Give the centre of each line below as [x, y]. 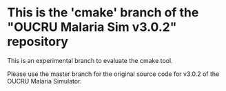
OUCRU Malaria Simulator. [44, 81]
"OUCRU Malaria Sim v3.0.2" [92, 27]
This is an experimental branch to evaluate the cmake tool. [90, 60]
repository [38, 42]
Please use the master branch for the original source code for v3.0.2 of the [113, 74]
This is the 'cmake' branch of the [103, 13]
